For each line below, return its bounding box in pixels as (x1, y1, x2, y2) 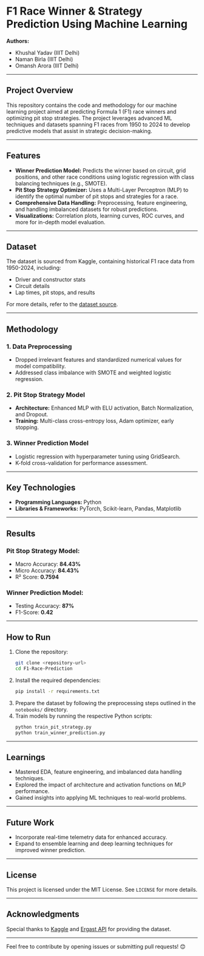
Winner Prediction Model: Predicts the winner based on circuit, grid (15, 167, 186, 174)
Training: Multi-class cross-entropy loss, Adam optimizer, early (15, 418, 174, 425)
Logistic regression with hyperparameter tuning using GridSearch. (15, 453, 181, 460)
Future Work (6, 817, 55, 828)
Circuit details (15, 283, 50, 290)
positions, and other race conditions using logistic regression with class (15, 173, 194, 181)
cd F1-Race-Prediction (15, 665, 73, 672)
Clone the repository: (15, 648, 69, 656)
